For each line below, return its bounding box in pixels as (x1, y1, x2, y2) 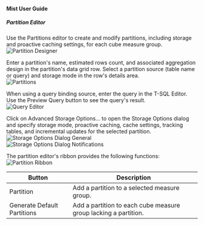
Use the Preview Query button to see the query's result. (6, 96, 146, 103)
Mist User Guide (6, 5, 48, 12)
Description (116, 173, 151, 182)
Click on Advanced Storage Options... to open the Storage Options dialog (6, 114, 189, 122)
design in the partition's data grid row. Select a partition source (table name (6, 65, 195, 72)
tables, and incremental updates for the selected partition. (6, 128, 152, 135)
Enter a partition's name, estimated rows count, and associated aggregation (6, 58, 196, 66)
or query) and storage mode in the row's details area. (6, 72, 140, 79)
